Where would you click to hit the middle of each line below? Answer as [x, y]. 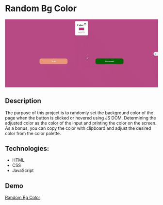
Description [23, 101]
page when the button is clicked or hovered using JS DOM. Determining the [81, 118]
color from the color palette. [33, 133]
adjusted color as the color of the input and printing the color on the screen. [81, 123]
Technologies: [27, 148]
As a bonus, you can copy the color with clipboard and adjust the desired [78, 128]
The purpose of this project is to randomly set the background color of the [79, 113]
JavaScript [23, 171]
